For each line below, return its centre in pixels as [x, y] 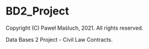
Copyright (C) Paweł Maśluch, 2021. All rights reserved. [74, 28]
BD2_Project [37, 11]
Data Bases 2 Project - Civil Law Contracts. [59, 39]
